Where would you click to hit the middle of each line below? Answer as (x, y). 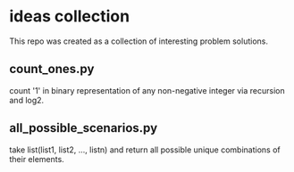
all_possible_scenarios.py (84, 128)
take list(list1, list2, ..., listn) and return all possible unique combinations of (145, 150)
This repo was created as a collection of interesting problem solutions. (139, 41)
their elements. (37, 159)
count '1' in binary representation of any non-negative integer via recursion (147, 90)
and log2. (27, 100)
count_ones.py (52, 69)
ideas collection (70, 16)
